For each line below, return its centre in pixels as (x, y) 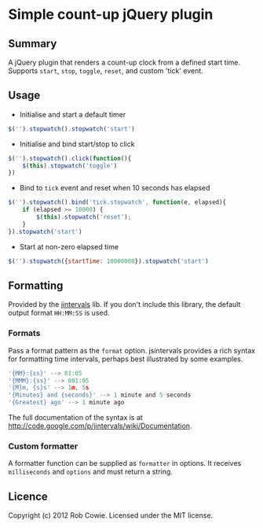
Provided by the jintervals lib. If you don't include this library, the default (124, 305)
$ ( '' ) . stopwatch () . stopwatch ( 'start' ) (71, 129)
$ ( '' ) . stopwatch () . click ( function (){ (70, 158)
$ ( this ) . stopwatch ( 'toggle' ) (70, 166)
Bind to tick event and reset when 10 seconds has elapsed (115, 188)
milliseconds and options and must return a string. (90, 472)
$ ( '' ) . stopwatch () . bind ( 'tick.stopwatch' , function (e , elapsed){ (117, 202)
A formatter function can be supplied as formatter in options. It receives (125, 463)
